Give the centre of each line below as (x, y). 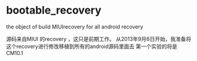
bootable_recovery (54, 10)
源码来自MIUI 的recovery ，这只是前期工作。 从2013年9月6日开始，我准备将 (98, 38)
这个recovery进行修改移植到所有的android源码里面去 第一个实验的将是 (92, 46)
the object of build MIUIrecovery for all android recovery (75, 27)
